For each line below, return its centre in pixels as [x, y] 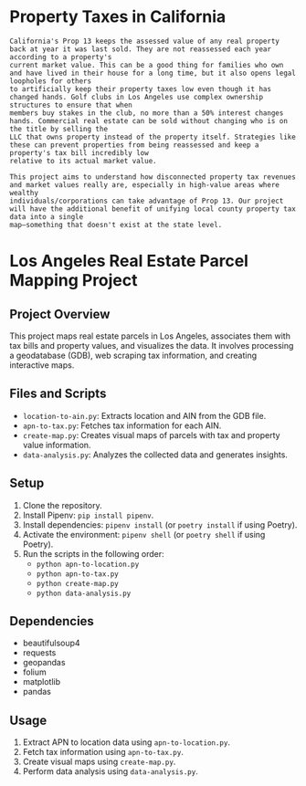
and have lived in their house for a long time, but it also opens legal [153, 73]
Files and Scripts [58, 394]
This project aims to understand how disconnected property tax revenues [153, 177]
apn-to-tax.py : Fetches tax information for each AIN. [122, 425]
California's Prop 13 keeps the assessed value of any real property [145, 41]
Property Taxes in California [118, 17]
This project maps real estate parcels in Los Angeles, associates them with [150, 336]
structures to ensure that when [71, 105]
